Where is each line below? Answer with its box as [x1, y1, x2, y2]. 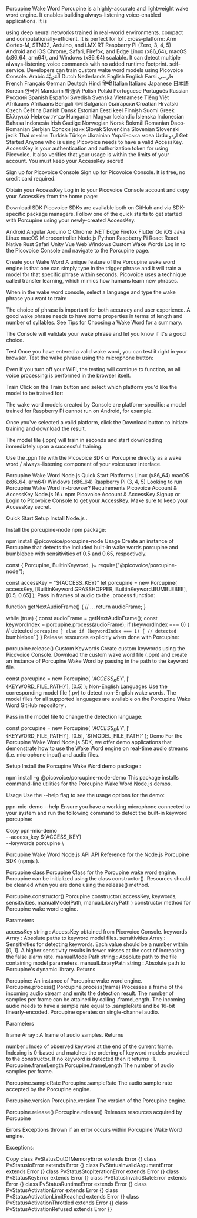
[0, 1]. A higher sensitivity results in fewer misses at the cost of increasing [6, 947, 185, 954]
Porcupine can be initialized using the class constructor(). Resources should [6, 875, 191, 882]
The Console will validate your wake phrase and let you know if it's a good [6, 330, 186, 337]
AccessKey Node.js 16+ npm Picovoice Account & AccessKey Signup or [6, 491, 181, 497]
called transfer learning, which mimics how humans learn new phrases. [6, 277, 179, 284]
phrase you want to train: [6, 295, 66, 302]
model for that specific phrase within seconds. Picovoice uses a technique [6, 271, 186, 278]
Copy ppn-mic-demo [6, 827, 58, 834]
